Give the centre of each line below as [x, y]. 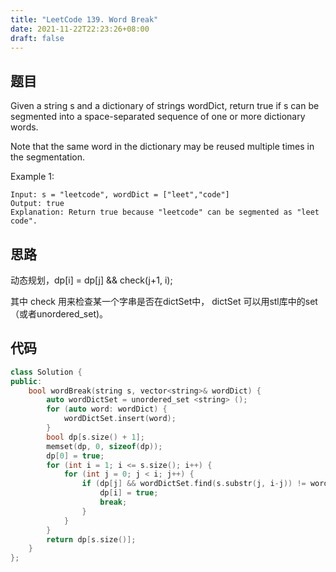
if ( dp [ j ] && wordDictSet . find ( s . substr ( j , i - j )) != [194, 484]
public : [26, 381]
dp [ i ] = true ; [129, 493]
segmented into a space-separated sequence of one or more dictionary [158, 117]
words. [24, 127]
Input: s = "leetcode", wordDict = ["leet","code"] [120, 195]
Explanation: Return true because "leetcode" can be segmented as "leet [165, 212]
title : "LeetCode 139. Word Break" [84, 19]
